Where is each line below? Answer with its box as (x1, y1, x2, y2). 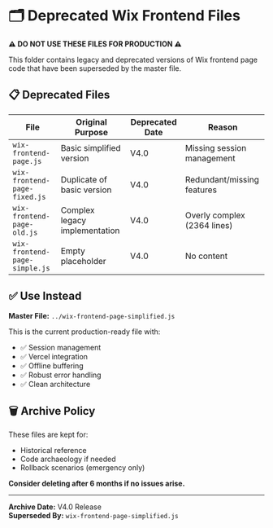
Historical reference (19, 446, 87, 455)
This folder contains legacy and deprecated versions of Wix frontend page (8, 55, 258, 64)
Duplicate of (60, 174, 107, 185)
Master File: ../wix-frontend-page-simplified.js (8, 310, 175, 320)
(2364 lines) (184, 219, 233, 231)
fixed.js (12, 192, 46, 201)
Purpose (74, 126, 108, 138)
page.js (12, 156, 42, 165)
